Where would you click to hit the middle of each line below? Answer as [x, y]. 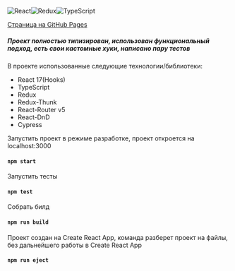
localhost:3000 [29, 145]
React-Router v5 [41, 109]
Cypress [30, 124]
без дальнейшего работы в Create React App [75, 245]
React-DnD [34, 117]
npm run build [28, 222]
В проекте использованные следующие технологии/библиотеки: [105, 66]
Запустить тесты [32, 176]
